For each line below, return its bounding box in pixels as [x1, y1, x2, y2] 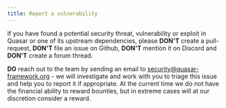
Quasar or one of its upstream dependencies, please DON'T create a [7, 36, 205, 45]
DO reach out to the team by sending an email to [7, 64, 146, 73]
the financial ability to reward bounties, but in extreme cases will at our [7, 87, 210, 95]
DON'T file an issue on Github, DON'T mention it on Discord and [32, 44, 217, 52]
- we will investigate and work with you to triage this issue [51, 72, 218, 80]
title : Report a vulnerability [7, 10, 98, 17]
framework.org [7, 72, 50, 80]
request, [7, 44, 31, 52]
